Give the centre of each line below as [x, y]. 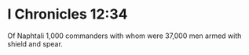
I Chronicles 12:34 [68, 14]
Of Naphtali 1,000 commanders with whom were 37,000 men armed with [124, 36]
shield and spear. [35, 43]
